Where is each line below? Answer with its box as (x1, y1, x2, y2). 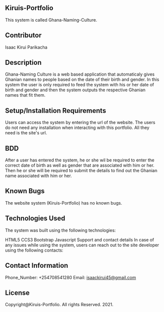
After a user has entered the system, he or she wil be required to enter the (5, 157, 155, 163)
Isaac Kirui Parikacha (5, 44, 47, 50)
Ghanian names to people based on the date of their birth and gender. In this (5, 77, 160, 82)
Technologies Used (5, 214, 65, 223)
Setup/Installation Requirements (5, 106, 106, 115)
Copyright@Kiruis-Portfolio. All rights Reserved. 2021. (5, 302, 114, 308)
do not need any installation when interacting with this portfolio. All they (5, 125, 150, 130)
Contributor (5, 31, 42, 40)
